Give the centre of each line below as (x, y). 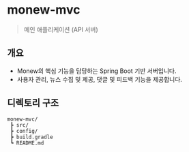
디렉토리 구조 (33, 103)
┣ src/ (19, 125)
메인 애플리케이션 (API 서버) (61, 29)
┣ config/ (24, 131)
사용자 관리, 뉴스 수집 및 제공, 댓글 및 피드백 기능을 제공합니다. (100, 79)
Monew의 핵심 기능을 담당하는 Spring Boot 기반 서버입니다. (97, 71)
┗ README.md (27, 143)
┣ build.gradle (31, 137)
